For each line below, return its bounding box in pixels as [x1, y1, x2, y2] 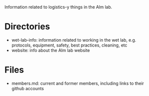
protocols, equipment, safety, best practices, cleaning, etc [11, 42, 127, 48]
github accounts [11, 85, 44, 91]
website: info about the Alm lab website [11, 47, 90, 53]
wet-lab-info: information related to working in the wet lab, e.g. [11, 37, 136, 43]
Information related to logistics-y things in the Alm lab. [4, 4, 112, 10]
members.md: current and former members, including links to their [11, 80, 144, 86]
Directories [4, 21, 50, 32]
